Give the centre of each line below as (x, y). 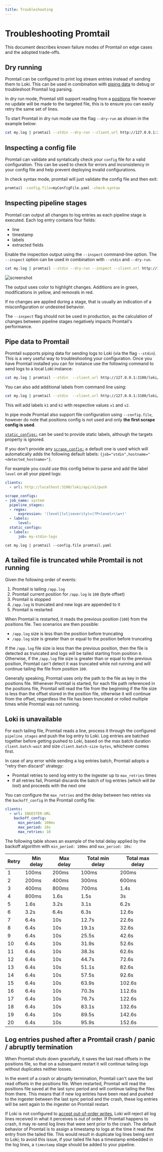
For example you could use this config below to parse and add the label (76, 468)
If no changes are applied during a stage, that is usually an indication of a (78, 301)
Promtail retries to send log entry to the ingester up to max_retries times (84, 775)
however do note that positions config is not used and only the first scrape (80, 420)
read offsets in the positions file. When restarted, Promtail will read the (75, 1084)
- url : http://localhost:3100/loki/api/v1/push (58, 487)
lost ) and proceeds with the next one (49, 786)
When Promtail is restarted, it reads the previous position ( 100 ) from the (76, 619)
